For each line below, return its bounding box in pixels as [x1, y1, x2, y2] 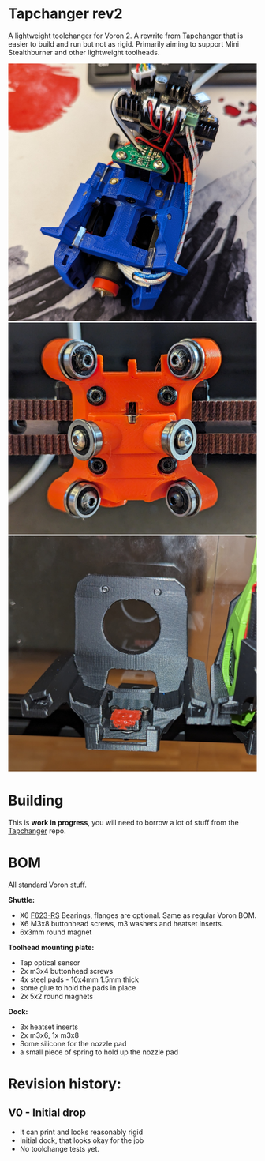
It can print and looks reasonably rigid [19, 1127, 144, 1137]
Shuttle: [8, 895, 35, 904]
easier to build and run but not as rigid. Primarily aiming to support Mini [8, 39, 240, 48]
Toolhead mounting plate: [8, 942, 95, 952]
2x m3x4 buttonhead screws [19, 966, 114, 975]
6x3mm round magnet [19, 927, 92, 937]
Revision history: [8, 1075, 122, 1092]
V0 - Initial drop [8, 1107, 87, 1120]
